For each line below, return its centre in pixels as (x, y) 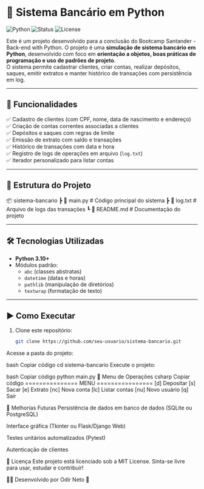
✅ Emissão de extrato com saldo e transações (64, 140)
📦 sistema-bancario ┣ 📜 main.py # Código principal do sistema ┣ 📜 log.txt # (101, 200)
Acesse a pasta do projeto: (40, 353)
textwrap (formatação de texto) (63, 291)
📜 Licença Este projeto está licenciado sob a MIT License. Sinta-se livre (96, 462)
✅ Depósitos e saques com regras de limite (60, 132)
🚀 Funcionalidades (42, 105)
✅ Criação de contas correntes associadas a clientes (73, 126)
